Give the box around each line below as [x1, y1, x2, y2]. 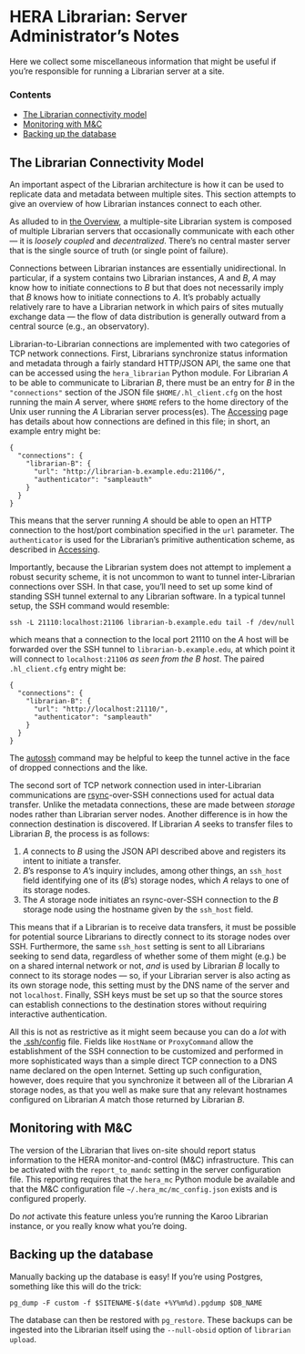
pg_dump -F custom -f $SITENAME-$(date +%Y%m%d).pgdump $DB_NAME [9, 1298, 262, 1308]
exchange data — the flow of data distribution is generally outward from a [9, 312, 287, 323]
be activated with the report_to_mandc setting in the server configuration [9, 1164, 281, 1174]
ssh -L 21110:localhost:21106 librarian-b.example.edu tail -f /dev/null [9, 618, 296, 628]
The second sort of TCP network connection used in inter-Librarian [9, 780, 262, 791]
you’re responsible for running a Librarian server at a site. [9, 66, 225, 77]
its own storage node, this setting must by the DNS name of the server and [9, 980, 290, 990]
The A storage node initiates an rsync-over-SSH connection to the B [22, 895, 280, 906]
